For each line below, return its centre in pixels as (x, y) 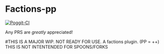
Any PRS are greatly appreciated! (39, 32)
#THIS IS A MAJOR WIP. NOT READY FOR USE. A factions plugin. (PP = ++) (82, 41)
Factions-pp (31, 9)
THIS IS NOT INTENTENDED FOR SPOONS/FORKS (56, 47)
